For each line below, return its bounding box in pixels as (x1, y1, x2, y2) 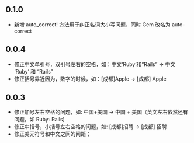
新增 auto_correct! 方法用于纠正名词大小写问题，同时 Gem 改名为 (13, 20, 171, 28)
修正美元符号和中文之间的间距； (13, 131, 91, 138)
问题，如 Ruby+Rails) (13, 116, 65, 123)
